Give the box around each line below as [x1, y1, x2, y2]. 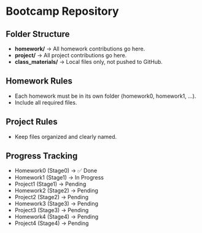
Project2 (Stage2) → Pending [14, 194, 89, 201]
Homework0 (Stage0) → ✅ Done [14, 167, 98, 175]
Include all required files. [14, 98, 77, 106]
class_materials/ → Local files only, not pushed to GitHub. [14, 58, 163, 65]
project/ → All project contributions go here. [14, 52, 127, 59]
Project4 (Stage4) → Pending [14, 219, 89, 227]
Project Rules [6, 117, 58, 127]
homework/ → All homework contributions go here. [14, 45, 146, 52]
